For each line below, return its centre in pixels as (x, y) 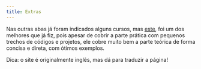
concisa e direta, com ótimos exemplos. (55, 48)
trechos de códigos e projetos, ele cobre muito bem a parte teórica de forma (101, 41)
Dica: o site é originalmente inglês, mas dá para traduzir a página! (87, 59)
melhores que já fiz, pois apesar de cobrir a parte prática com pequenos (96, 35)
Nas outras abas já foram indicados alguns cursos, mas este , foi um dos (95, 29)
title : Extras (24, 12)
